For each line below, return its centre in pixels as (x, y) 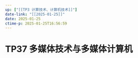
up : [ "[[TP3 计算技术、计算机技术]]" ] (41, 10)
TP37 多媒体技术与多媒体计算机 (69, 49)
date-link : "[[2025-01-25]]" (35, 14)
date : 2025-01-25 (23, 19)
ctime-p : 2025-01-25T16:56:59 (36, 23)
